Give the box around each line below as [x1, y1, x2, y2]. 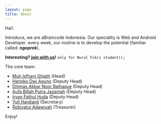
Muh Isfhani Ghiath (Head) [12, 73, 66, 79]
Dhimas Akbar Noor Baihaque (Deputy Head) [12, 83, 103, 89]
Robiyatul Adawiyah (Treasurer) [12, 104, 76, 110]
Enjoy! [5, 113, 18, 119]
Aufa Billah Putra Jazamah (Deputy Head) [12, 89, 96, 94]
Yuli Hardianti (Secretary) [12, 99, 63, 105]
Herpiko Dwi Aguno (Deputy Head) [12, 78, 82, 84]
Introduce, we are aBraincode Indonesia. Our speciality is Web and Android [5, 35, 156, 40]
